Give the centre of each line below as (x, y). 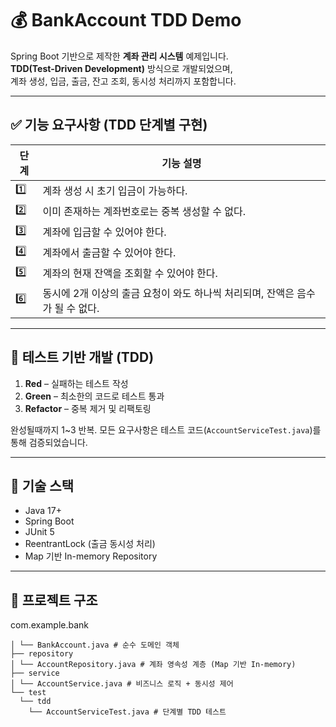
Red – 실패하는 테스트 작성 (76, 383)
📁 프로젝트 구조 (54, 600)
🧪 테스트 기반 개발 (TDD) (82, 357)
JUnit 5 (39, 532)
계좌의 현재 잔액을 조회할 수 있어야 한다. (130, 274)
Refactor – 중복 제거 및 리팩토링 (88, 408)
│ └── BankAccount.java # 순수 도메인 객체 (95, 645)
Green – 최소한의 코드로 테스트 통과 (94, 396)
